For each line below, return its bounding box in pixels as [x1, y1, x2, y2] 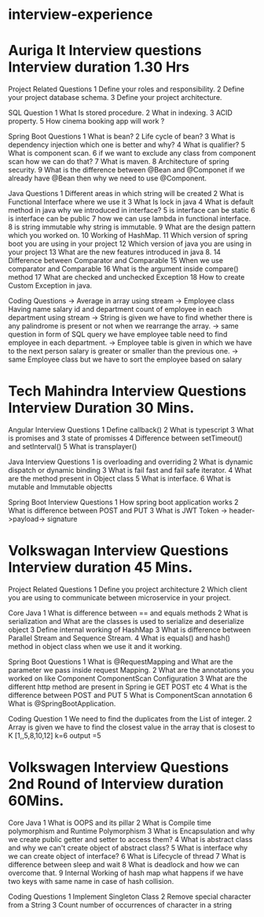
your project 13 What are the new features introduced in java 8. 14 [8, 247, 222, 257]
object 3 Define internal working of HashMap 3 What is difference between [8, 625, 251, 634]
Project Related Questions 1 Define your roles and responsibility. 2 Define [8, 84, 245, 94]
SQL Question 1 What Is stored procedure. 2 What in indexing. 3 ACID [8, 108, 233, 117]
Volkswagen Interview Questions [8, 759, 229, 777]
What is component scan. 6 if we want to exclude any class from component [8, 148, 256, 158]
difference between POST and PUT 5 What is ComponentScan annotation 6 [8, 691, 253, 700]
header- [229, 506, 255, 515]
